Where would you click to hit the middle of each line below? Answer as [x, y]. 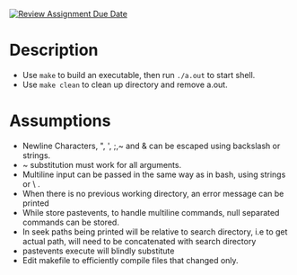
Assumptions [60, 121]
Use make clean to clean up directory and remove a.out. [125, 84]
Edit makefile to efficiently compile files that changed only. [131, 260]
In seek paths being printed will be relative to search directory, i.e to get [155, 231]
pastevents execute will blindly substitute [98, 251]
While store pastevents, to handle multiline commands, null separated [151, 212]
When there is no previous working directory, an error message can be [153, 193]
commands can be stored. [70, 222]
